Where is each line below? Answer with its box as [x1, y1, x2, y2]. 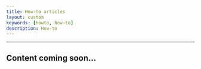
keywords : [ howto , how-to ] [6, 20, 74, 26]
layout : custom [6, 14, 44, 20]
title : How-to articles [6, 8, 66, 15]
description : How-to [6, 25, 58, 32]
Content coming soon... [6, 53, 97, 63]
